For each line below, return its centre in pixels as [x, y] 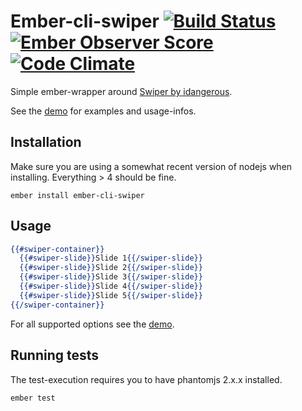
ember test [33, 398]
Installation [46, 142]
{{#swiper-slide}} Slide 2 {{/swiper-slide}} [111, 268]
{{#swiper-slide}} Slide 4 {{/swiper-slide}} [111, 286]
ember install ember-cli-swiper [77, 195]
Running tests [55, 355]
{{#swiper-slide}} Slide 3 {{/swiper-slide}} [111, 277]
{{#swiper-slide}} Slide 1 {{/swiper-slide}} [111, 258]
